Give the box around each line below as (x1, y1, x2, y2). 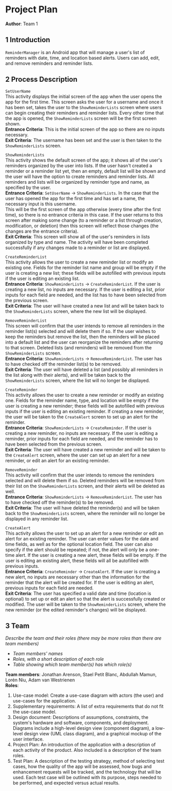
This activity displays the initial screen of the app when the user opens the (5, 93, 162, 99)
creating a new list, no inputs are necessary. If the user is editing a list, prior (5, 286, 165, 292)
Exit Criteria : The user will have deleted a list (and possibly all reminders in (5, 366, 163, 373)
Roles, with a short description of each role (12, 656, 104, 662)
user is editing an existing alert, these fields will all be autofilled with (5, 557, 149, 564)
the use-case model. (12, 709, 57, 715)
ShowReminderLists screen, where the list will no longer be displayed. (5, 377, 150, 383)
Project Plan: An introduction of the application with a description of (12, 742, 156, 748)
